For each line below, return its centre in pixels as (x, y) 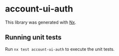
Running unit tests (33, 37)
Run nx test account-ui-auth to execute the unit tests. (60, 49)
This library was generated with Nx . (41, 22)
